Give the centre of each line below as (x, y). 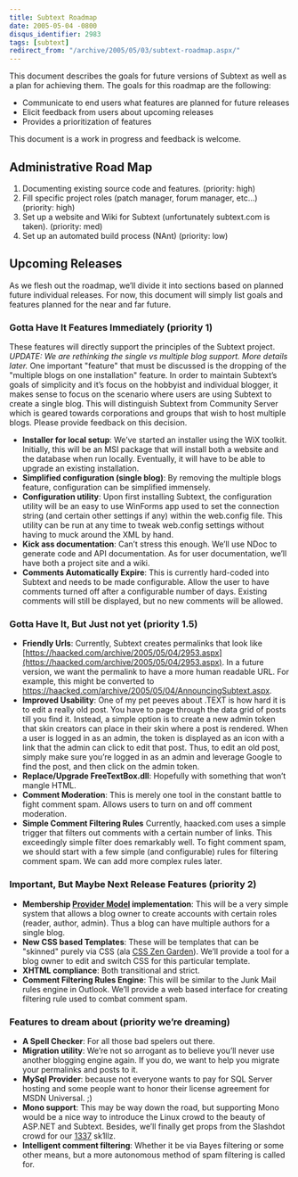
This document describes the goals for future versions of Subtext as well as (148, 76)
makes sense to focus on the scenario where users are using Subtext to (141, 394)
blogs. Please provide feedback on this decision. (98, 423)
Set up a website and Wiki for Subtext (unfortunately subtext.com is (146, 217)
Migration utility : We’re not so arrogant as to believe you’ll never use (148, 1050)
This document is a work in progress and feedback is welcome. (125, 139)
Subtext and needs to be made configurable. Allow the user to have (145, 582)
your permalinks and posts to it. (80, 1069)
